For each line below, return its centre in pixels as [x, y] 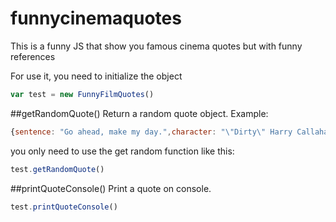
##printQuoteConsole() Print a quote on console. [111, 188]
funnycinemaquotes [96, 18]
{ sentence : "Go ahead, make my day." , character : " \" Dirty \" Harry [151, 132]
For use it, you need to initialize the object [96, 76]
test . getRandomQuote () [57, 169]
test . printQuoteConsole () [64, 207]
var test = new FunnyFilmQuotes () [82, 94]
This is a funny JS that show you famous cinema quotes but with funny [156, 46]
